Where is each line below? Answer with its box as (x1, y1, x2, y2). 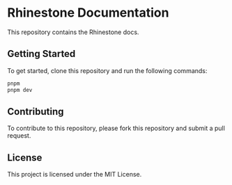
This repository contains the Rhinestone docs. (7, 28, 139, 36)
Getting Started (7, 48, 76, 60)
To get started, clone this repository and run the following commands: (7, 66, 208, 74)
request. (7, 131, 31, 140)
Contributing (7, 106, 64, 118)
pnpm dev (7, 86, 33, 93)
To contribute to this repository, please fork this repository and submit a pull (7, 124, 225, 133)
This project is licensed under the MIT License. (7, 170, 142, 179)
